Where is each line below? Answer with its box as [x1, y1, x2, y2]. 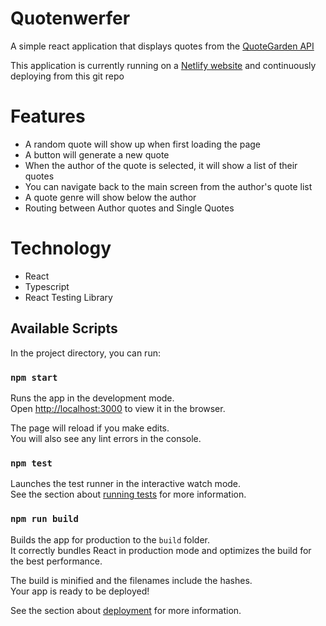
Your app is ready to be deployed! [10, 585, 150, 597]
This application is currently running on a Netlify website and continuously [10, 59, 317, 71]
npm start [10, 372, 58, 383]
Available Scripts [10, 320, 118, 337]
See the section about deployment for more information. [10, 604, 242, 616]
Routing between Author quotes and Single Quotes [24, 202, 235, 214]
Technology [10, 237, 112, 260]
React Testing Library [24, 291, 113, 303]
